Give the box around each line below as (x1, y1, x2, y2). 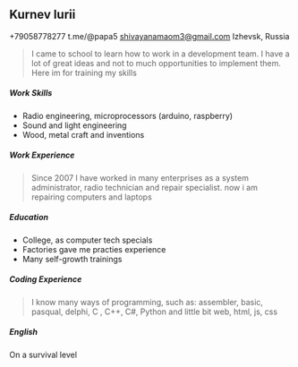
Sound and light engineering (21, 120, 127, 131)
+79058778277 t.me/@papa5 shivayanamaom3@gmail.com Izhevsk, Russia (9, 30, 290, 41)
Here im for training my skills (30, 67, 137, 78)
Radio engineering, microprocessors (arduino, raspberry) (21, 110, 234, 121)
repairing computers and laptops (30, 192, 152, 202)
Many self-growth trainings (21, 253, 123, 264)
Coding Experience (9, 274, 82, 285)
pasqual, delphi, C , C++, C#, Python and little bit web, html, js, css (30, 306, 278, 317)
